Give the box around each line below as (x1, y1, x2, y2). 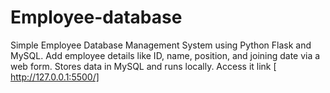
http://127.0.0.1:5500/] (10, 71, 100, 83)
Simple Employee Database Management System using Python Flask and (10, 39, 312, 51)
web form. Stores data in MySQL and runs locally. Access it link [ (10, 60, 277, 72)
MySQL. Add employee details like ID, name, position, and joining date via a (10, 49, 321, 61)
